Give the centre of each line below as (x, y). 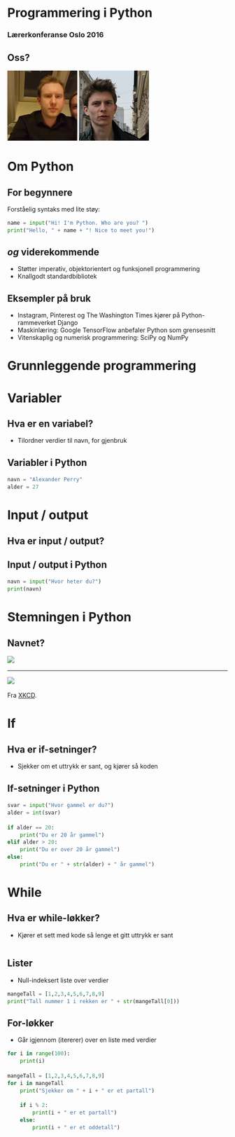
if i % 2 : (34, 1105)
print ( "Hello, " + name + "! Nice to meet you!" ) (81, 230)
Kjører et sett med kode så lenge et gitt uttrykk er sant (95, 935)
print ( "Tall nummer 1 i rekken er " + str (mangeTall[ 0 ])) (93, 1001)
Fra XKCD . (22, 696)
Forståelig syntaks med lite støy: (54, 209)
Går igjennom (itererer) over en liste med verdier (87, 1040)
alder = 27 (23, 487)
